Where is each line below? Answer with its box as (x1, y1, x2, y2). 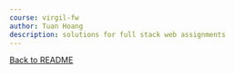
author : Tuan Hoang (9, 22, 84, 31)
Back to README (9, 55, 74, 66)
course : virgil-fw (9, 13, 79, 23)
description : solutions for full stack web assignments (9, 30, 226, 39)
